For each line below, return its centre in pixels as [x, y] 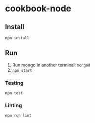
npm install [17, 38]
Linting [13, 105]
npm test [14, 93]
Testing [14, 83]
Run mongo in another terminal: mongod [51, 65]
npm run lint [18, 116]
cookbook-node [38, 9]
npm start [22, 70]
